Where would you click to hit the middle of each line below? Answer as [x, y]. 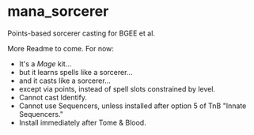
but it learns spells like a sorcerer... [76, 72]
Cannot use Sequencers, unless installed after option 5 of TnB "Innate [133, 106]
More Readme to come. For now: [61, 48]
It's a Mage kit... [45, 64]
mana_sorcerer [58, 11]
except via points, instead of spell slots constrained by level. [117, 88]
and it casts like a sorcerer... [65, 81]
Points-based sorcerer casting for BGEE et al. [82, 33]
